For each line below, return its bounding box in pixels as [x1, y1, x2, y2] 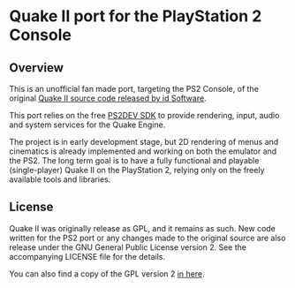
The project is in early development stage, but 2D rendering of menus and [9, 137, 279, 147]
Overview [9, 60, 64, 75]
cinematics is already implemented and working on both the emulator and [9, 146, 277, 156]
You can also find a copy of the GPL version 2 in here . [9, 268, 205, 279]
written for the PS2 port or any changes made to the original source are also [9, 232, 286, 243]
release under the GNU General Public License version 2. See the [9, 241, 247, 253]
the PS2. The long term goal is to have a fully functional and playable [9, 155, 260, 165]
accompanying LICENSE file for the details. [9, 251, 166, 261]
